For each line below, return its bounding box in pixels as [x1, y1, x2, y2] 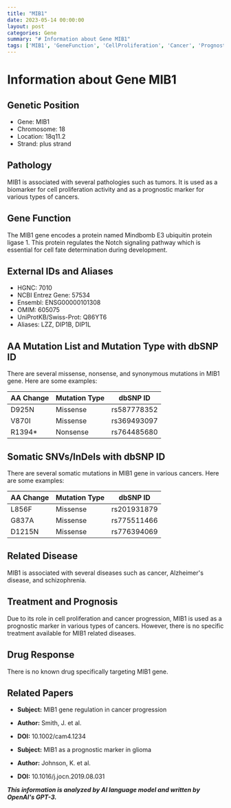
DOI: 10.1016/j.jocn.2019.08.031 [16, 772, 105, 780]
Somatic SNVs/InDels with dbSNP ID [7, 451, 166, 462]
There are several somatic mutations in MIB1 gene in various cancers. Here [7, 469, 219, 477]
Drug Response [7, 649, 75, 661]
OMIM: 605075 [16, 306, 60, 314]
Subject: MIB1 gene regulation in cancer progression [16, 705, 167, 714]
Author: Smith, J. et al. [16, 719, 82, 727]
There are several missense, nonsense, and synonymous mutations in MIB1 [7, 370, 220, 378]
